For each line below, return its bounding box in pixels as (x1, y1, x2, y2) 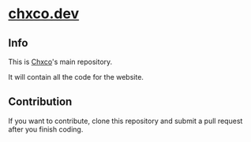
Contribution (8, 95, 73, 109)
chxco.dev (8, 5, 80, 23)
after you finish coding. (8, 124, 84, 134)
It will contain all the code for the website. (8, 73, 144, 81)
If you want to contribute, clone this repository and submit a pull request (8, 116, 243, 125)
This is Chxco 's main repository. (8, 57, 113, 66)
